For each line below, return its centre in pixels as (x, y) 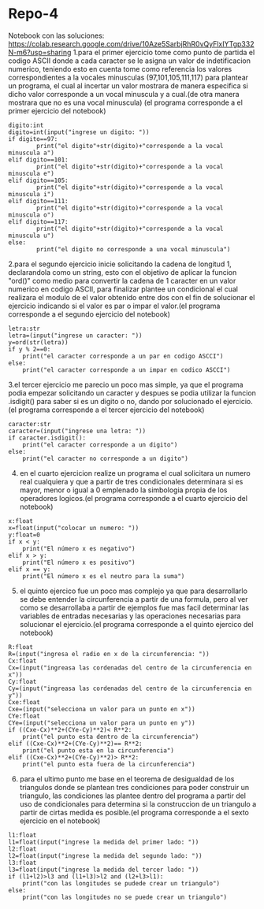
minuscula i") (32, 194)
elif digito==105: (38, 180)
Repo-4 (33, 14)
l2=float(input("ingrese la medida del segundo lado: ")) (105, 855)
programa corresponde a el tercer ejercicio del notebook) (112, 410)
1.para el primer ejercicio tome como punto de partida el (164, 52)
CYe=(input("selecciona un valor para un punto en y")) (102, 723)
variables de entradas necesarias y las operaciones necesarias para (130, 616)
